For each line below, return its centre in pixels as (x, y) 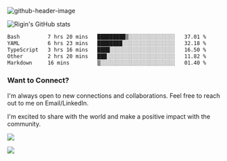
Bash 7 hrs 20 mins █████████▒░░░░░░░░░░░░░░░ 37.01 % (107, 37)
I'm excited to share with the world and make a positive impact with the (109, 116)
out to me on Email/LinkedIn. (48, 103)
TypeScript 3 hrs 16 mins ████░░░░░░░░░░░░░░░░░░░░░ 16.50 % (107, 50)
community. (24, 124)
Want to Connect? (38, 80)
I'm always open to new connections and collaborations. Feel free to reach (114, 95)
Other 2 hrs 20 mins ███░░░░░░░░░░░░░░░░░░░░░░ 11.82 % (107, 56)
